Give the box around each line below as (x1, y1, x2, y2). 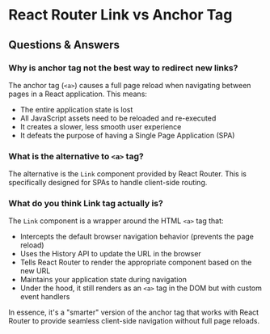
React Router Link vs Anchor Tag (8, 6, 233, 24)
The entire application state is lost (19, 104, 133, 114)
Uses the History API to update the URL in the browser (19, 249, 202, 259)
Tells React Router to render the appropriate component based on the (19, 257, 252, 268)
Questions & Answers (8, 38, 120, 52)
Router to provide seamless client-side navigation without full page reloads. (8, 316, 260, 326)
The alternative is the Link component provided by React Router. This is (8, 169, 247, 179)
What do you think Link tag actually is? (8, 198, 163, 209)
